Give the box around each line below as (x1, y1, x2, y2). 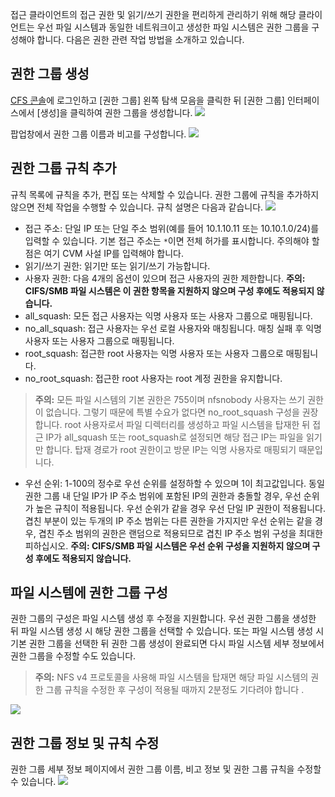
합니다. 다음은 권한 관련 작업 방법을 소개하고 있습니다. (36, 34, 245, 45)
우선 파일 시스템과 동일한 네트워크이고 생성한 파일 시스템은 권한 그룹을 (36, 21, 310, 33)
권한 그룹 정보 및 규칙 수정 (10, 734, 160, 752)
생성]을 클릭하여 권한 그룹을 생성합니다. (39, 106, 193, 118)
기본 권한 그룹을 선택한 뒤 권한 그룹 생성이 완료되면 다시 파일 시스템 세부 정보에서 (10, 638, 325, 650)
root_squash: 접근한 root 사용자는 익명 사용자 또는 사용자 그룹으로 (24, 347, 284, 359)
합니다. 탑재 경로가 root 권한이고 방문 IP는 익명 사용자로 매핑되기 (45, 443, 297, 455)
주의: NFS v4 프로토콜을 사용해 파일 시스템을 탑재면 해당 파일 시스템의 (34, 671, 309, 683)
